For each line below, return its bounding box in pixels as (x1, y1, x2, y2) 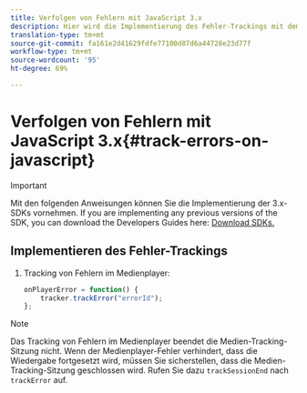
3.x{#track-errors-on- (97, 131, 270, 151)
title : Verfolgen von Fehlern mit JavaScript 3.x (10, 13, 203, 23)
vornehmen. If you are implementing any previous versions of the (32, 207, 278, 218)
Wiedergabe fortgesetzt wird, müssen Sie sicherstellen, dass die (10, 356, 253, 367)
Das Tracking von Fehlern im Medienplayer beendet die (10, 336, 219, 347)
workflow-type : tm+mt (10, 47, 93, 56)
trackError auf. (10, 375, 68, 386)
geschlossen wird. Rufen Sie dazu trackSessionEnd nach (77, 365, 290, 376)
